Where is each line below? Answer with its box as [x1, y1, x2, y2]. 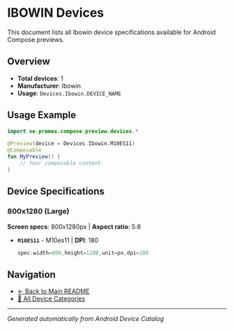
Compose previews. [7, 35, 65, 43]
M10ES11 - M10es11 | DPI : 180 [17, 236, 99, 244]
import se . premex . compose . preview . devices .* [7, 128, 139, 135]
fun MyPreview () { [7, 153, 61, 160]
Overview [7, 56, 51, 68]
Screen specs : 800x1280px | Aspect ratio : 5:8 [7, 222, 141, 231]
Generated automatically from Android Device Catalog [7, 315, 164, 323]
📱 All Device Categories [17, 294, 86, 303]
